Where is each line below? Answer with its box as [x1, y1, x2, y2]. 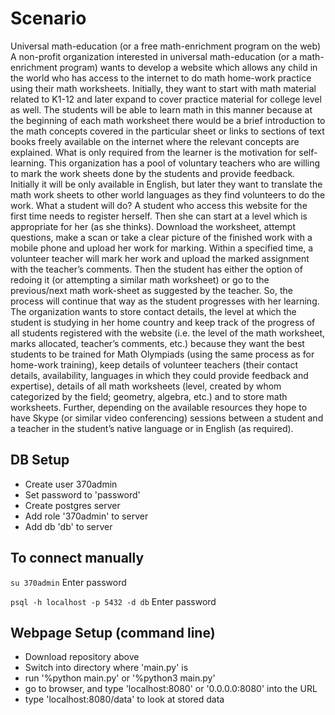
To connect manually [10, 550, 145, 567]
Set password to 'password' [24, 488, 141, 501]
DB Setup [10, 452, 70, 469]
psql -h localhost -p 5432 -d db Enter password [10, 595, 217, 607]
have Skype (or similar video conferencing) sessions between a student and [10, 412, 324, 424]
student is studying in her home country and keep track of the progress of [10, 316, 316, 328]
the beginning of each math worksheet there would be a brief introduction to [10, 114, 326, 126]
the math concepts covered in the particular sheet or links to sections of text [10, 125, 325, 137]
